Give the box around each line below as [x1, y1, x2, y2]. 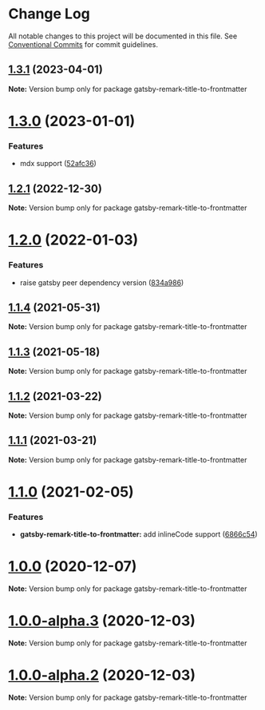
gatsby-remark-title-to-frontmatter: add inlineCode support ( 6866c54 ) [19, 530, 258, 539]
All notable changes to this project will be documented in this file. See [8, 31, 238, 41]
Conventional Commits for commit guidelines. [8, 39, 158, 49]
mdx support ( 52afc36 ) [19, 159, 97, 169]
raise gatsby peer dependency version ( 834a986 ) [19, 277, 184, 288]
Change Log [8, 5, 90, 23]
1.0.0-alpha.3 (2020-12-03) [8, 612, 196, 630]
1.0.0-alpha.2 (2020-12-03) [8, 666, 196, 684]
